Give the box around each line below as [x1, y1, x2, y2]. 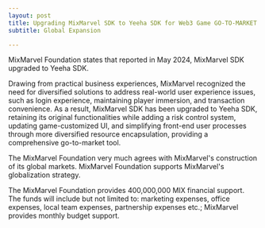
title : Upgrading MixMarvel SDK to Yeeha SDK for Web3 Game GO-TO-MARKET [8, 19, 258, 27]
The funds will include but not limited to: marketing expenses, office [8, 194, 230, 203]
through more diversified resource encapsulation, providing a [8, 129, 209, 139]
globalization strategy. [8, 170, 81, 180]
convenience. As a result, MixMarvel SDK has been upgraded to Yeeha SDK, [8, 104, 258, 114]
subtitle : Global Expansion [8, 26, 102, 34]
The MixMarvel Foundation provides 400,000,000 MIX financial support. [8, 186, 244, 195]
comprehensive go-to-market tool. [8, 138, 121, 148]
